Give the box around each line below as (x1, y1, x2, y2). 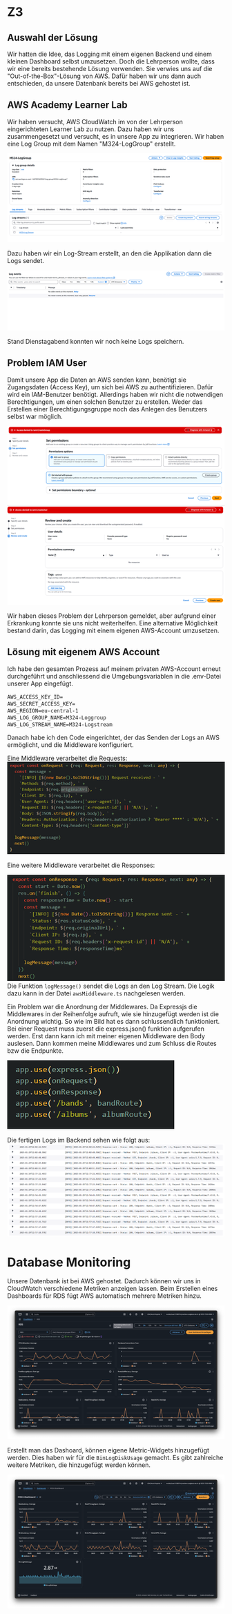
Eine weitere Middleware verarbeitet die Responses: (7, 861, 155, 869)
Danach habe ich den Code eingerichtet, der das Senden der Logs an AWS (7, 733, 220, 741)
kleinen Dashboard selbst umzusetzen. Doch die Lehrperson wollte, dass (7, 57, 215, 66)
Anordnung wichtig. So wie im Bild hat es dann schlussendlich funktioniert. (7, 1017, 220, 1025)
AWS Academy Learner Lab (7, 99, 128, 111)
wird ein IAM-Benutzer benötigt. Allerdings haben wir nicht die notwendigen (7, 390, 224, 398)
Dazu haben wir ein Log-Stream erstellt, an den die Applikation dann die (7, 249, 212, 257)
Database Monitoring (7, 1254, 131, 1270)
